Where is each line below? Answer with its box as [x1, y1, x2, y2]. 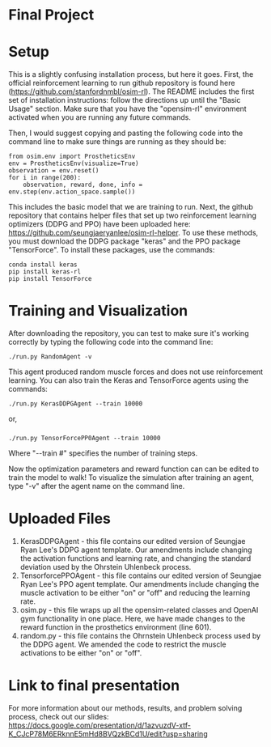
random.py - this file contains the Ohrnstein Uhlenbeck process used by [19, 630, 261, 640]
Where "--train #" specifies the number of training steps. [8, 448, 198, 458]
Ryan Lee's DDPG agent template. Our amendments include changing [19, 545, 252, 554]
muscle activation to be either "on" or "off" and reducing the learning [19, 588, 251, 597]
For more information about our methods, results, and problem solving [8, 702, 243, 713]
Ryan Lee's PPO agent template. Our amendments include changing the [19, 579, 260, 588]
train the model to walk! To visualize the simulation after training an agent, [8, 472, 255, 482]
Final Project [8, 6, 95, 24]
